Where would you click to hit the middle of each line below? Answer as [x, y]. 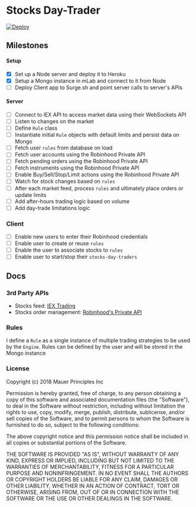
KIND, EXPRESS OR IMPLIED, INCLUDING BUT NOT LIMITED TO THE [90, 460]
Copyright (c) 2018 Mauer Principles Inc [55, 381]
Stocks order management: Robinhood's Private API [78, 312]
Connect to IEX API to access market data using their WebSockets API [100, 114]
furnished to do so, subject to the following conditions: [73, 425]
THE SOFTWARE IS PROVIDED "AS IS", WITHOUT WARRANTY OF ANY [93, 454]
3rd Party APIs [28, 293]
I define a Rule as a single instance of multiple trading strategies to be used [98, 340]
